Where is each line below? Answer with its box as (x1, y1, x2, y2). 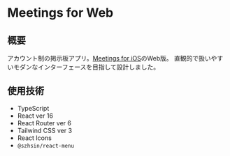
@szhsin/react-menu (17, 142, 75, 149)
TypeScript (17, 104, 50, 112)
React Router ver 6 (17, 118, 72, 127)
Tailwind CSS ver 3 (17, 126, 72, 134)
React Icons (17, 134, 52, 142)
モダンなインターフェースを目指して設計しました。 (13, 63, 160, 71)
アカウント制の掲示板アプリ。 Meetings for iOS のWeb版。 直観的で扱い (7, 54, 211, 62)
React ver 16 (17, 111, 54, 120)
